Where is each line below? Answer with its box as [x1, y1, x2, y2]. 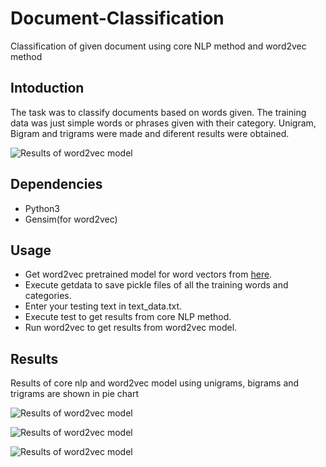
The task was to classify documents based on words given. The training [10, 106, 307, 118]
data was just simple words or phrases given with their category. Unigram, [10, 117, 317, 129]
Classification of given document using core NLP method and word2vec [10, 40, 307, 52]
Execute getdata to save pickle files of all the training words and [24, 279, 289, 291]
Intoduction [10, 80, 85, 97]
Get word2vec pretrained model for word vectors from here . [24, 268, 273, 281]
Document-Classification [10, 7, 225, 30]
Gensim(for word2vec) [24, 213, 118, 225]
